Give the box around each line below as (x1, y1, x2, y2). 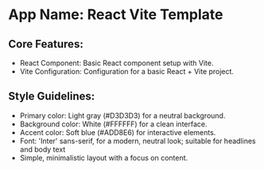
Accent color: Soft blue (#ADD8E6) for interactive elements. (19, 127, 216, 137)
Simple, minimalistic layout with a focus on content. (19, 153, 188, 162)
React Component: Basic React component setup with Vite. (19, 58, 214, 68)
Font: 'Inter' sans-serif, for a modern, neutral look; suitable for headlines (19, 136, 256, 145)
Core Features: (8, 37, 83, 51)
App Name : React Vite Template (8, 6, 223, 24)
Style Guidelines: (8, 90, 95, 103)
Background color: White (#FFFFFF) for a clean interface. (19, 119, 208, 129)
